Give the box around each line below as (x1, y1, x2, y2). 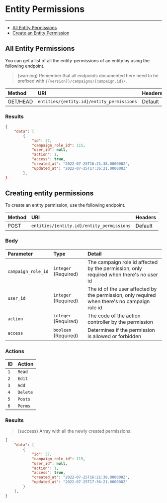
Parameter (7, 250, 33, 257)
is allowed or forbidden (87, 333, 142, 340)
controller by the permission (87, 318, 153, 325)
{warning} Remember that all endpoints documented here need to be (17, 72, 159, 78)
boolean (53, 327, 72, 333)
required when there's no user (87, 271, 158, 278)
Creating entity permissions (5, 189, 94, 197)
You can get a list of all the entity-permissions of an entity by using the (5, 57, 150, 63)
